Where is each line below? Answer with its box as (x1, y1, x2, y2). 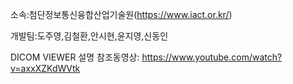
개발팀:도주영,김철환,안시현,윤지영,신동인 (10, 30, 169, 42)
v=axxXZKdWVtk (10, 63, 81, 74)
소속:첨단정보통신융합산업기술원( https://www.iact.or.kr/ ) (10, 9, 233, 20)
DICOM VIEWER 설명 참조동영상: (10, 51, 140, 63)
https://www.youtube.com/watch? (141, 51, 283, 63)
